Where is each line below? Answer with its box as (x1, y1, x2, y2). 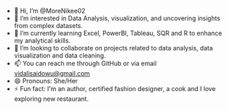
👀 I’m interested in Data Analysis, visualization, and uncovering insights (13, 14, 221, 22)
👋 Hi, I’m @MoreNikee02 (13, 7, 86, 15)
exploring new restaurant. (13, 95, 89, 103)
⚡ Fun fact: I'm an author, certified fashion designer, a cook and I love (13, 85, 216, 92)
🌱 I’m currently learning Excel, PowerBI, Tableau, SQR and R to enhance (13, 29, 223, 37)
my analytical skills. (13, 36, 71, 45)
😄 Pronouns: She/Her (13, 77, 78, 85)
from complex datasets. (13, 22, 83, 29)
